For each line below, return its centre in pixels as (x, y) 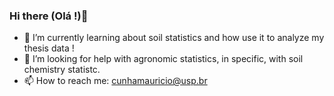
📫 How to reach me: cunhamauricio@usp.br (115, 81)
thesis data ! (49, 48)
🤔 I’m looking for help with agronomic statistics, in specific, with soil (163, 59)
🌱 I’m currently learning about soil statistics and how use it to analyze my (174, 38)
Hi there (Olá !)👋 (49, 16)
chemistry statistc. (62, 70)
